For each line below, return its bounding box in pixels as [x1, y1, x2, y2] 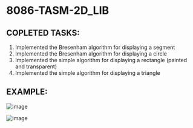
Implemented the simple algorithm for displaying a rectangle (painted [15, 57, 188, 63]
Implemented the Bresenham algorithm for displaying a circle [15, 50, 168, 57]
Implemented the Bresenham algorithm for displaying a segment [15, 43, 175, 51]
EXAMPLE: [6, 87, 48, 97]
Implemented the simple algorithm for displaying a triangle [15, 69, 160, 76]
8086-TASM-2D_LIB [6, 4, 110, 18]
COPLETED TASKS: [6, 28, 80, 38]
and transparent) [15, 63, 57, 70]
